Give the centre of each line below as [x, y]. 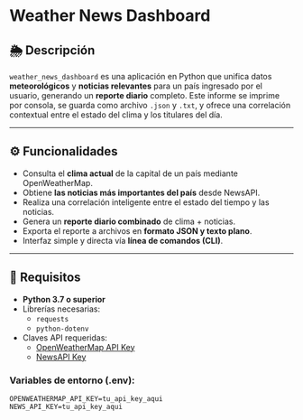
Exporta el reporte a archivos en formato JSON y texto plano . [137, 230]
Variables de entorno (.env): [72, 380]
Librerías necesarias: [61, 309]
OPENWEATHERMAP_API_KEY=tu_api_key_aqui [87, 398]
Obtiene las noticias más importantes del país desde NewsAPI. [141, 192]
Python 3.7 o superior [64, 299]
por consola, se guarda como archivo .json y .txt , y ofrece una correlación [150, 105]
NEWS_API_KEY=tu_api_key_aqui [66, 406]
